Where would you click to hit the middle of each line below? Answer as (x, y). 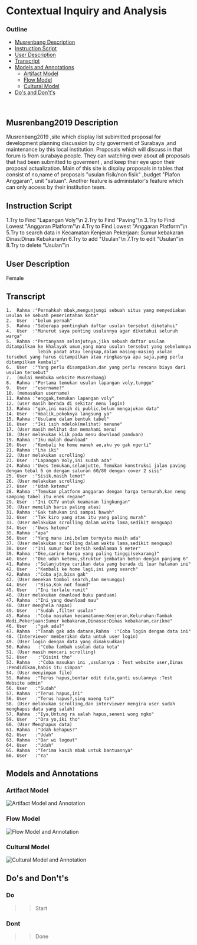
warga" (14, 336)
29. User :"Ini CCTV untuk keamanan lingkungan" (68, 502)
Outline (17, 30)
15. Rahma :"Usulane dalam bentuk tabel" (58, 419)
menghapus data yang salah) (41, 709)
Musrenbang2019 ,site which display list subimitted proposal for (84, 137)
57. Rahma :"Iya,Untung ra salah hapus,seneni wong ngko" (80, 714)
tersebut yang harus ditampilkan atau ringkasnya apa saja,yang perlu (95, 357)
